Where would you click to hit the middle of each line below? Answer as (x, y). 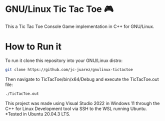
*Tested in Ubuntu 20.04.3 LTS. (38, 114)
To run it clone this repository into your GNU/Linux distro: (64, 60)
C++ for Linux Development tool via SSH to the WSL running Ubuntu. (76, 108)
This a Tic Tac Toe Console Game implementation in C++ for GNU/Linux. (80, 26)
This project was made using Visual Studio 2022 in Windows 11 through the (82, 103)
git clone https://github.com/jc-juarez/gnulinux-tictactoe (69, 69)
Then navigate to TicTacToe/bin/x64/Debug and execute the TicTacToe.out (82, 79)
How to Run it (33, 47)
